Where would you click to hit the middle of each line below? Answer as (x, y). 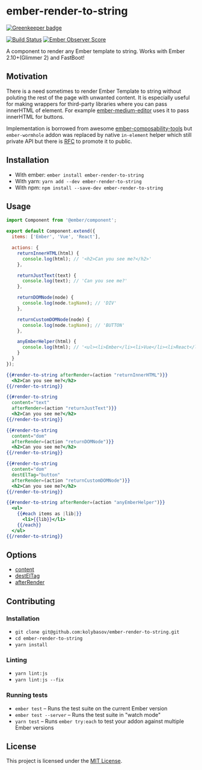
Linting (17, 660)
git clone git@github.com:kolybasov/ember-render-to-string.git (97, 632)
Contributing (31, 601)
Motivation (27, 77)
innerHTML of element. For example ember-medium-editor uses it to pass (98, 110)
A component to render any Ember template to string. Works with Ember (96, 51)
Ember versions (34, 727)
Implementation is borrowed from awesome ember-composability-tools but (99, 128)
